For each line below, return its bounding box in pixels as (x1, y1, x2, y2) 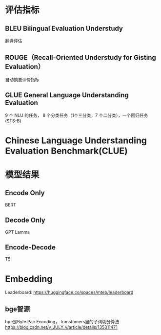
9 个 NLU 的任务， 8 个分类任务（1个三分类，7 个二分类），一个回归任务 (5, 112, 148, 118)
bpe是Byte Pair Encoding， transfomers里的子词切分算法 (5, 319, 120, 325)
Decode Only (5, 216, 45, 224)
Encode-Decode (5, 243, 56, 252)
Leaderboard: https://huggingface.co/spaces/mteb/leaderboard (5, 290, 134, 295)
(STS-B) (5, 118, 21, 124)
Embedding (5, 273, 53, 284)
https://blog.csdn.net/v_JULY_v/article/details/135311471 (5, 324, 118, 330)
